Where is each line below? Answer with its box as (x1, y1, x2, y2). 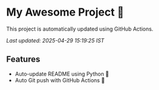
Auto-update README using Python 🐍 (14, 70, 110, 77)
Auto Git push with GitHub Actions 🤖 (14, 76, 105, 83)
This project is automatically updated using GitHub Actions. (6, 25, 154, 32)
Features (6, 54, 40, 65)
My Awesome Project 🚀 (6, 5, 125, 19)
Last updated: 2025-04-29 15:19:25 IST (6, 37, 105, 44)
